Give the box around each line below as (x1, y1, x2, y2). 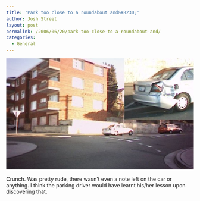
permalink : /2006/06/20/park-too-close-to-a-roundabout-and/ (6, 29, 161, 34)
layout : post (6, 22, 39, 28)
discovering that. (6, 188, 48, 196)
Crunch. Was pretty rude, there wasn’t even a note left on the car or (6, 175, 173, 183)
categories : (6, 34, 36, 41)
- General (11, 41, 36, 47)
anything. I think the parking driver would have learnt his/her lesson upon (6, 182, 186, 189)
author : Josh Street (6, 15, 58, 22)
